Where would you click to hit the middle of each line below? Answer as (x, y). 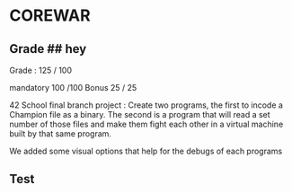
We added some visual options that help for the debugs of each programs (146, 151)
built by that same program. (61, 134)
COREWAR (50, 16)
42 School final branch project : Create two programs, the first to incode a (146, 105)
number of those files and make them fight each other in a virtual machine (146, 124)
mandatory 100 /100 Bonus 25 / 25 (73, 88)
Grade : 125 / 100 (41, 70)
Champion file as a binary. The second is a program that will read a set (140, 114)
